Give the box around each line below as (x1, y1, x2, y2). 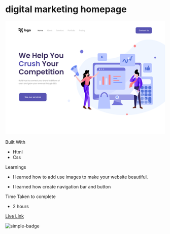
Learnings (5, 164, 26, 170)
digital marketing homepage (5, 4, 127, 15)
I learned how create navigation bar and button (12, 184, 111, 190)
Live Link (5, 213, 24, 219)
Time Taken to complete (5, 193, 56, 200)
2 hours (12, 204, 29, 210)
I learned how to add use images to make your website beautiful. (12, 174, 148, 180)
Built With (5, 139, 25, 145)
